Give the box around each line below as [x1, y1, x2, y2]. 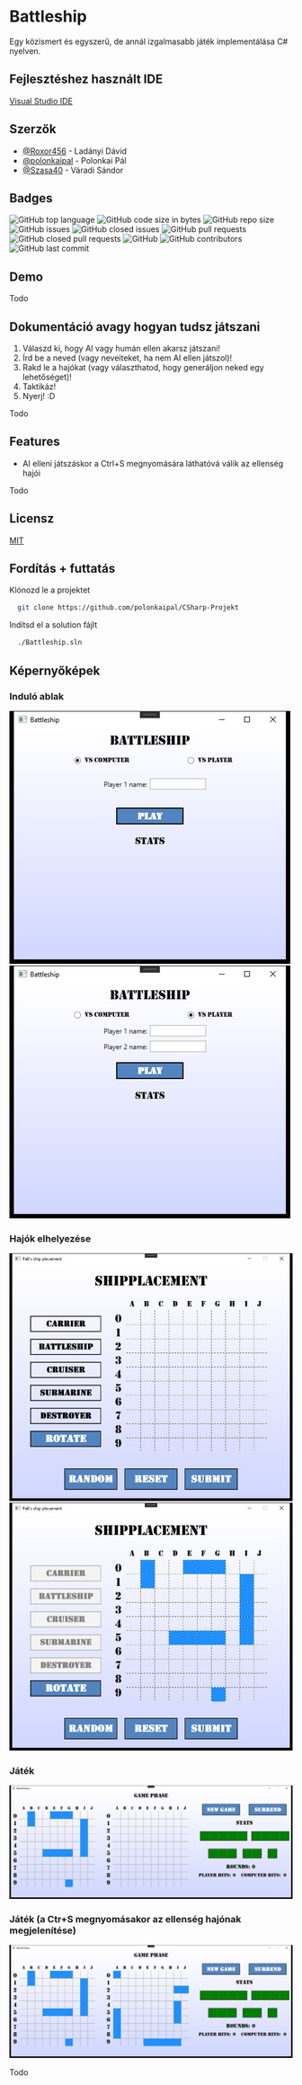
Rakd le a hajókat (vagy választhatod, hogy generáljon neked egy [22, 362, 264, 372]
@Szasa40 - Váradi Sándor [22, 165, 124, 175]
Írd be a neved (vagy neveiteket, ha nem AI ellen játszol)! [22, 352, 233, 363]
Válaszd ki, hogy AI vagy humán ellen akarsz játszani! [22, 343, 221, 353]
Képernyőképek [9, 663, 101, 678]
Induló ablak [9, 690, 65, 702]
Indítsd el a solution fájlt [9, 619, 98, 630]
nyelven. [9, 45, 41, 56]
